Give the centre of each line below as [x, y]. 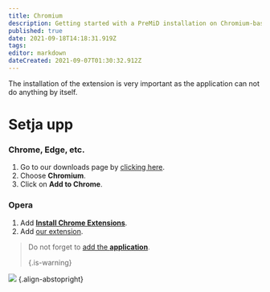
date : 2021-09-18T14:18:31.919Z [62, 38]
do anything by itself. [43, 92]
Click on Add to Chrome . [61, 184]
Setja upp [41, 125]
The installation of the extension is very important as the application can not [134, 83]
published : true [35, 31]
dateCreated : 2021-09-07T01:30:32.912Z [75, 61]
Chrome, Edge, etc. [47, 150]
